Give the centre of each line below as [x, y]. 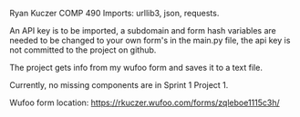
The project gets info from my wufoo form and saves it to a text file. [136, 68]
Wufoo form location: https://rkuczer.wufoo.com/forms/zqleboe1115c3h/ [145, 102]
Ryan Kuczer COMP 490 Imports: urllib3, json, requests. [114, 13]
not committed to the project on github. [83, 50]
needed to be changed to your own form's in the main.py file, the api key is [150, 40]
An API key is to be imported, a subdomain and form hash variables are [143, 30]
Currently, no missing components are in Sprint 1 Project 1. [119, 85]
